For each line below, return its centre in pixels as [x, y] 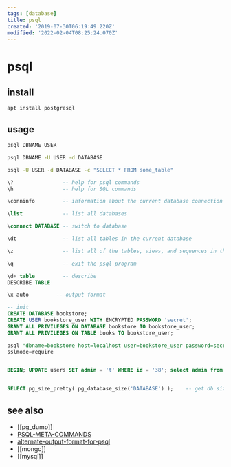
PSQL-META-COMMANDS [54, 434]
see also [25, 410]
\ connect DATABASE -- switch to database [67, 226]
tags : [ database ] [32, 13]
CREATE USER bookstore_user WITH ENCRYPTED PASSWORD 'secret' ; [100, 320]
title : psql [24, 20]
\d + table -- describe [52, 276]
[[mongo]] [31, 449]
